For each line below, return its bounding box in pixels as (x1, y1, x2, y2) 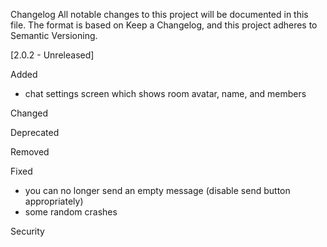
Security (10, 225, 45, 237)
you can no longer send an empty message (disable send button (24, 185, 291, 196)
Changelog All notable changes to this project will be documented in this (10, 9, 309, 20)
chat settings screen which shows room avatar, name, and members (24, 88, 307, 99)
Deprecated (10, 127, 60, 138)
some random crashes (24, 206, 118, 218)
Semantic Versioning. (10, 30, 98, 41)
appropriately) (24, 195, 84, 207)
